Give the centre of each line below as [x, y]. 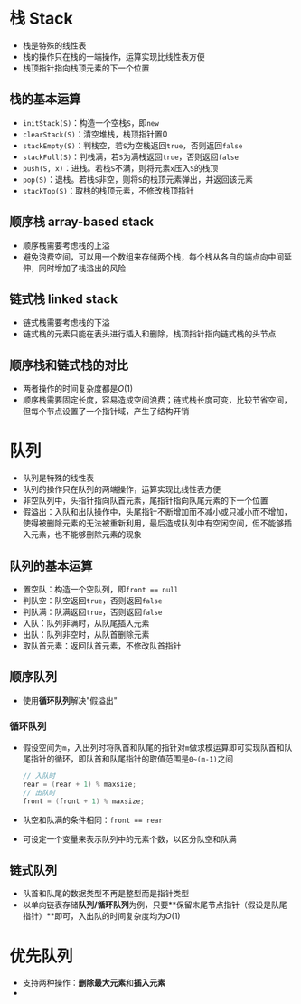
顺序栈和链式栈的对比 [69, 365]
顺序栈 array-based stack [82, 222]
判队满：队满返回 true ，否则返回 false [92, 611]
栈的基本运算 [45, 99]
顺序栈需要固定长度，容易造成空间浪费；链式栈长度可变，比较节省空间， [157, 400]
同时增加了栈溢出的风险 [82, 268]
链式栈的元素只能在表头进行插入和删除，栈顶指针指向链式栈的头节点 [149, 334]
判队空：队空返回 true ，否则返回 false [92, 600]
